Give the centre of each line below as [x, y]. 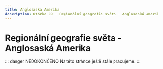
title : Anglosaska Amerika [32, 9]
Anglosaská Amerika [48, 48]
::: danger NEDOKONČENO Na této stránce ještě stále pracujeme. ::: [73, 61]
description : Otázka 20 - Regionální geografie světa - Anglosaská [75, 14]
